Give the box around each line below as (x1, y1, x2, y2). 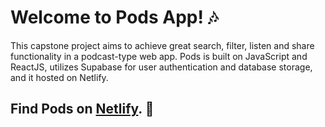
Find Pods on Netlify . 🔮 (10, 101, 155, 118)
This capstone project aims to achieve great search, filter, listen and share (10, 39, 315, 51)
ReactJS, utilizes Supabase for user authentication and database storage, (10, 61, 313, 73)
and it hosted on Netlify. (10, 71, 109, 83)
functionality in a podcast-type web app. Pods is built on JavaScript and (10, 50, 308, 62)
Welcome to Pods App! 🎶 (10, 6, 219, 29)
